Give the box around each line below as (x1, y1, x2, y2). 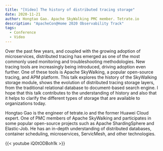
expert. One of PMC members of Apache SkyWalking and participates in (5, 115, 151, 121)
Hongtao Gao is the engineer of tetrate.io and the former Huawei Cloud (5, 110, 149, 116)
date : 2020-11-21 (5, 12, 41, 17)
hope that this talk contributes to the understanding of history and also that (5, 90, 157, 96)
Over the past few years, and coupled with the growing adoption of (5, 48, 141, 54)
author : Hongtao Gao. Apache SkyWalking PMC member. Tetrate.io (5, 16, 139, 21)
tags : (5, 26, 16, 30)
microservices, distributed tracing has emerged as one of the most (5, 53, 140, 59)
